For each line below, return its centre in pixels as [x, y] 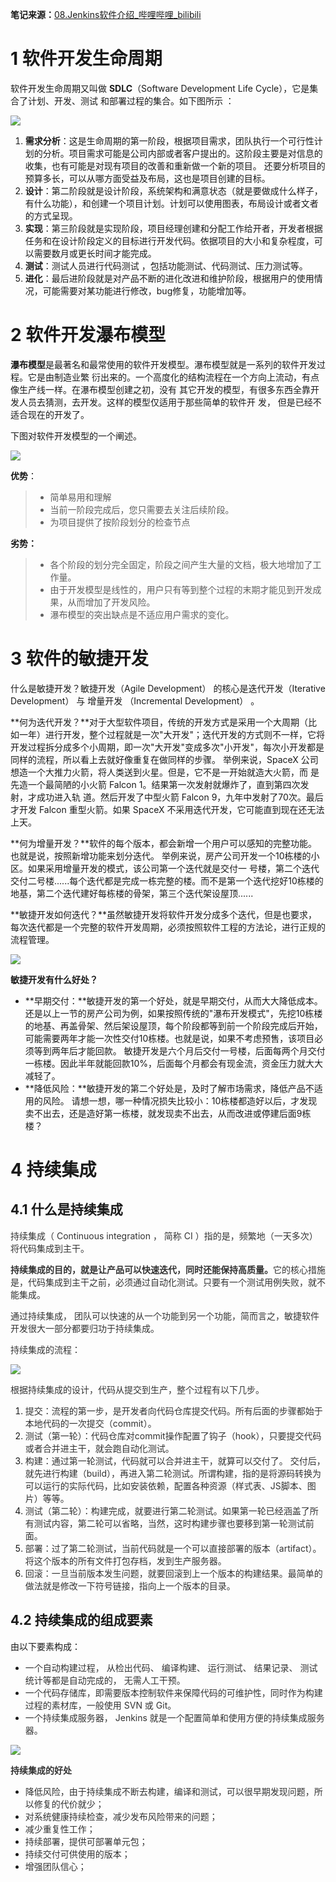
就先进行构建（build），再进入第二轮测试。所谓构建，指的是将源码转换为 [173, 1473]
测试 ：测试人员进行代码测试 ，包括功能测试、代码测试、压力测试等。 [166, 265]
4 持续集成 [53, 1170]
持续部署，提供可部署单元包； [86, 1841]
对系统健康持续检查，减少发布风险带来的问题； [121, 1816]
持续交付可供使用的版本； [77, 1854]
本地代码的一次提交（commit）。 [90, 1423]
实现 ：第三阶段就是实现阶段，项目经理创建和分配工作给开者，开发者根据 [173, 228]
